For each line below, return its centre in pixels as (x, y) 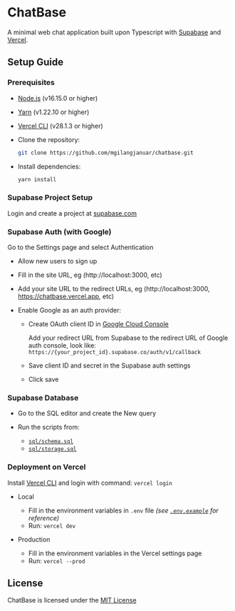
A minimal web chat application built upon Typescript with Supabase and (114, 32)
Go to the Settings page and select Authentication (80, 247)
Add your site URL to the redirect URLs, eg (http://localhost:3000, (114, 288)
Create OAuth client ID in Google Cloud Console (98, 324)
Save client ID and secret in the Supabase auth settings (109, 365)
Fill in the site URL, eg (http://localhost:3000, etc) (90, 275)
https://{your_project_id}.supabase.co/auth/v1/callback (115, 352)
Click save (43, 379)
